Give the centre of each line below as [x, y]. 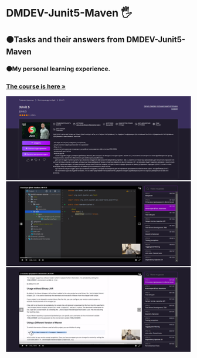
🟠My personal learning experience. [58, 69]
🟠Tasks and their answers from [65, 40]
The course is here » [36, 86]
